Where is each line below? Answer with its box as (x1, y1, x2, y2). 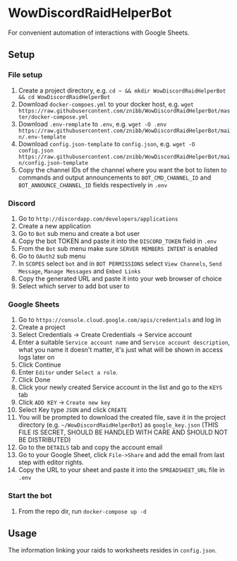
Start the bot (8, 491, 52, 501)
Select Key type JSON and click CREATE (18, 406, 128, 414)
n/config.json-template (18, 159, 89, 167)
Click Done (18, 376, 51, 384)
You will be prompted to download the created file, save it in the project (18, 413, 226, 422)
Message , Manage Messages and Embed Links (18, 266, 141, 275)
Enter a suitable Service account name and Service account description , (18, 338, 230, 347)
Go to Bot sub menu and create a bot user (18, 229, 140, 237)
